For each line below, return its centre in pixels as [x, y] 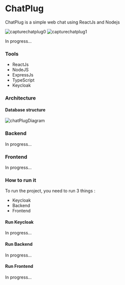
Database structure [25, 110]
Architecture [21, 98]
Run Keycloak [19, 222]
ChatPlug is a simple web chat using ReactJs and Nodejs [62, 22]
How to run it [21, 180]
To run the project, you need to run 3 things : [50, 191]
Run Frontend [19, 266]
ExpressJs [23, 75]
